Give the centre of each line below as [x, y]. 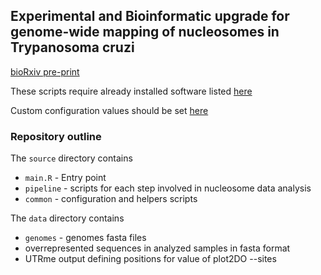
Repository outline [56, 136]
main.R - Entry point [65, 178]
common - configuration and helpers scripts [111, 199]
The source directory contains [71, 158]
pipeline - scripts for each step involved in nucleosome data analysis [168, 188]
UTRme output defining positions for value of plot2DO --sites [150, 259]
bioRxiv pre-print [45, 71]
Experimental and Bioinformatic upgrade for [150, 16]
